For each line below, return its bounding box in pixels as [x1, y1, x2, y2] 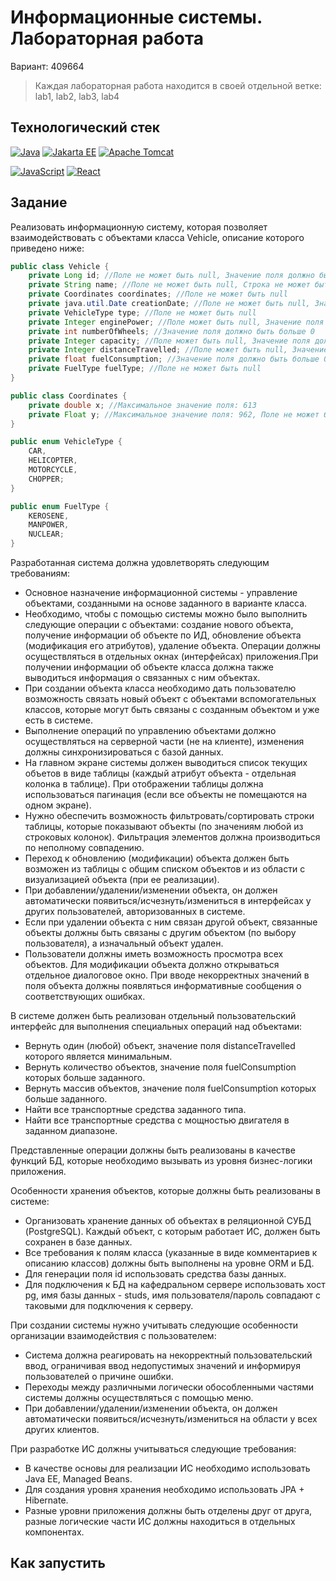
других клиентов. [24, 1424, 100, 1436]
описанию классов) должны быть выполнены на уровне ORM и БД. [24, 1257, 315, 1270]
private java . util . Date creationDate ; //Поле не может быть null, [28, 299, 311, 309]
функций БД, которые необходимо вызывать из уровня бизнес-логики [10, 1155, 313, 1167]
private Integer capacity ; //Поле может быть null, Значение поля [28, 336, 311, 346]
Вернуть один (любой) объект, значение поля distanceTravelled [24, 1040, 296, 1052]
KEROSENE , [28, 511, 70, 521]
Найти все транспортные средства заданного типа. [24, 1104, 247, 1116]
